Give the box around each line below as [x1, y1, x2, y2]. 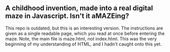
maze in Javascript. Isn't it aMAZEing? [5, 12, 129, 20]
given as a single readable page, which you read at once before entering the [5, 30, 165, 36]
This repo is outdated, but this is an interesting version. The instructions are [5, 25, 163, 31]
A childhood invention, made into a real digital [5, 4, 153, 12]
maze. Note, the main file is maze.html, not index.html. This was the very [5, 35, 157, 41]
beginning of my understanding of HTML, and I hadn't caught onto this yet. [5, 41, 162, 47]
